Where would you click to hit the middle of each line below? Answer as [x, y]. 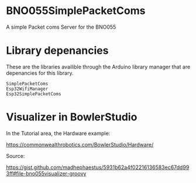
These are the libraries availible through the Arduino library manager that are [98, 67]
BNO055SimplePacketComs [76, 11]
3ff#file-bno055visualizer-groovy [46, 173]
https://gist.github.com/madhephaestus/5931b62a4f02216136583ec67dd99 [98, 167]
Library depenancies [57, 51]
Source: [16, 156]
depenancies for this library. [40, 73]
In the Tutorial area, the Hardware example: [58, 133]
